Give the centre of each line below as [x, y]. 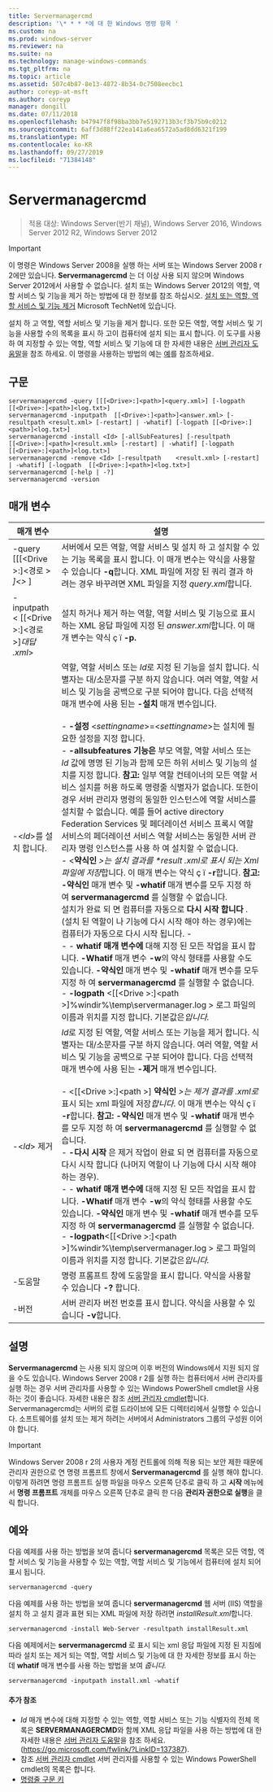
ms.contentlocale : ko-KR [50, 144]
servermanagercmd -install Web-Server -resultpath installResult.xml [129, 1629]
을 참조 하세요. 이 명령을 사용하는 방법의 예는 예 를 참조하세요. [118, 354]
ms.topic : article [39, 76]
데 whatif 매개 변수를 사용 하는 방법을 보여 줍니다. [87, 1666]
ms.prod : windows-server [50, 39]
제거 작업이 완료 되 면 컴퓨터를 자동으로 [188, 1152]
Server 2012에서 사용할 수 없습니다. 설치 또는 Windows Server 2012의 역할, [130, 286]
